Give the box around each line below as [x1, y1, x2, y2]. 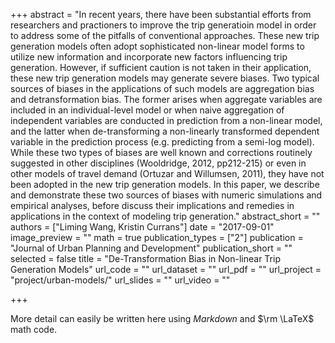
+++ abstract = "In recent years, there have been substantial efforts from [10, 9, 312, 20]
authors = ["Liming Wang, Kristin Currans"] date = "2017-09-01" [10, 221, 275, 233]
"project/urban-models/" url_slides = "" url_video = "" [10, 274, 231, 286]
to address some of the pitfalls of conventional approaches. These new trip [10, 30, 320, 41]
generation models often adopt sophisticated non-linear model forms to [10, 40, 305, 52]
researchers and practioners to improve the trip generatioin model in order [10, 19, 317, 31]
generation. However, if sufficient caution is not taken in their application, [10, 62, 312, 73]
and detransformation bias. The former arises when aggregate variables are [10, 94, 323, 105]
